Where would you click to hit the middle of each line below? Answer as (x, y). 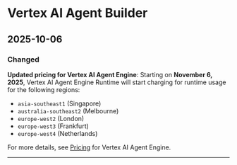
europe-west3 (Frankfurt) (53, 126)
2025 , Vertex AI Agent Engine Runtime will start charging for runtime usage (117, 82)
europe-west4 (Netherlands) (57, 133)
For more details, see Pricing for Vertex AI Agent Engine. (89, 147)
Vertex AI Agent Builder (78, 13)
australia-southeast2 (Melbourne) (68, 110)
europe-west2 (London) (51, 118)
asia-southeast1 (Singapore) (59, 103)
